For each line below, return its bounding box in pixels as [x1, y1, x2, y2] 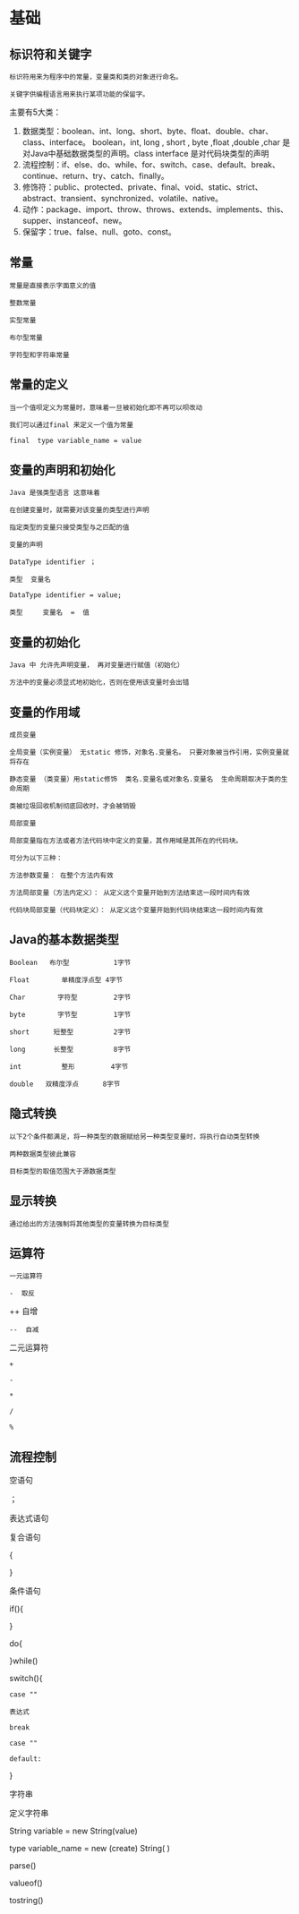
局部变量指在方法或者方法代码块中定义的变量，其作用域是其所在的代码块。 [9, 836, 243, 846]
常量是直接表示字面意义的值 [9, 281, 97, 290]
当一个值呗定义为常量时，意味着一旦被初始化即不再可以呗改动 [9, 403, 203, 412]
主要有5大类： [9, 107, 62, 117]
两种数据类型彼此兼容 [9, 1149, 76, 1158]
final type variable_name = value [9, 436, 142, 445]
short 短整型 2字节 [9, 1027, 132, 1037]
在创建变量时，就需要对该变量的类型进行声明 [9, 506, 149, 515]
